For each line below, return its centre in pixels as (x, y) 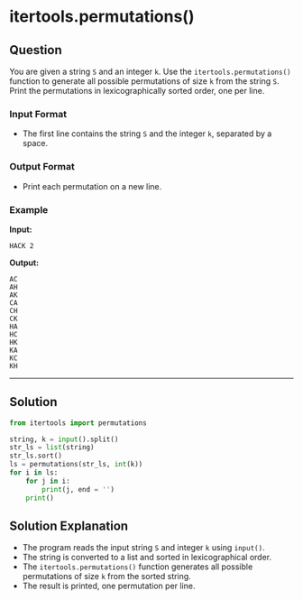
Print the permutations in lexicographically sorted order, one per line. (137, 91)
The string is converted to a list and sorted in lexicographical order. (147, 558)
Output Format (42, 167)
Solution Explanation (69, 526)
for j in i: (48, 481)
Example (29, 209)
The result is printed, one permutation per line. (109, 586)
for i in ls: (34, 473)
